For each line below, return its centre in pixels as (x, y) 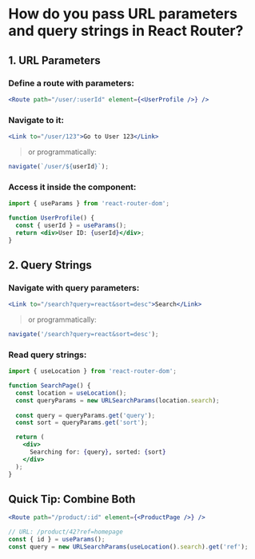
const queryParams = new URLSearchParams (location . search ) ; (118, 400)
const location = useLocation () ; (71, 393)
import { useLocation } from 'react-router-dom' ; (93, 371)
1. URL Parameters (55, 60)
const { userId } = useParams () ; (71, 225)
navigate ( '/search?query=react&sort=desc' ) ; (84, 335)
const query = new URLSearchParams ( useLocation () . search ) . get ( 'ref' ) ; (128, 547)
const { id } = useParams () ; (57, 540)
